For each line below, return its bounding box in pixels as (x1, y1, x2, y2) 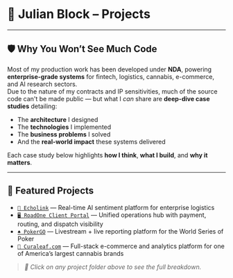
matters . (7, 158, 33, 166)
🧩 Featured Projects (7, 185, 94, 197)
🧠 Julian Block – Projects (7, 6, 151, 22)
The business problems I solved (17, 130, 111, 138)
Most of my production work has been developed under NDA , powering (7, 65, 212, 73)
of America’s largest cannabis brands (17, 249, 124, 257)
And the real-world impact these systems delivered (17, 137, 166, 146)
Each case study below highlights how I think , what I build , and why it (7, 150, 208, 159)
